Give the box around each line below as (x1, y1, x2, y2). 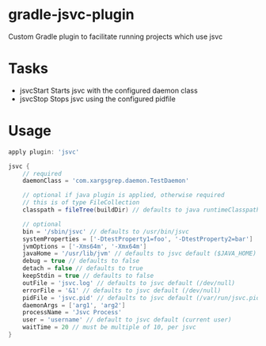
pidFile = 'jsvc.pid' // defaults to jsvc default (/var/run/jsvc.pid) (22, 294, 264, 302)
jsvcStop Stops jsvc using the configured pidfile (19, 93, 176, 104)
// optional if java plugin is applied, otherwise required (22, 192, 225, 200)
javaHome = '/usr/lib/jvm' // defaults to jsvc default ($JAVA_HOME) (22, 249, 257, 258)
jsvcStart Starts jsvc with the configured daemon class (19, 86, 198, 95)
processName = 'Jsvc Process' (22, 309, 123, 317)
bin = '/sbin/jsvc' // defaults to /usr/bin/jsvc (22, 227, 190, 235)
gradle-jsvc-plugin (8, 6, 135, 24)
